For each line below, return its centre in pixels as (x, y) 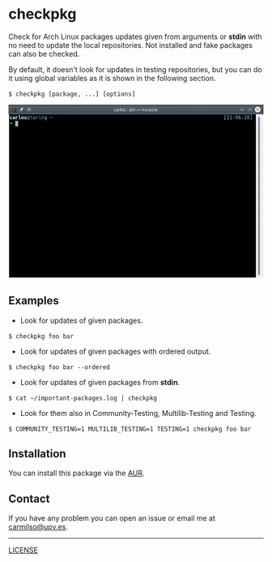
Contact (29, 498)
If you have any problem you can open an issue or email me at (112, 518)
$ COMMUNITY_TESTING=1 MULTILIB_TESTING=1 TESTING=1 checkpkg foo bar (130, 429)
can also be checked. (44, 54)
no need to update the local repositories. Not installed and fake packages (131, 45)
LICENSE (23, 550)
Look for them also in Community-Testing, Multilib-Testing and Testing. (138, 413)
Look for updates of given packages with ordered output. (115, 351)
